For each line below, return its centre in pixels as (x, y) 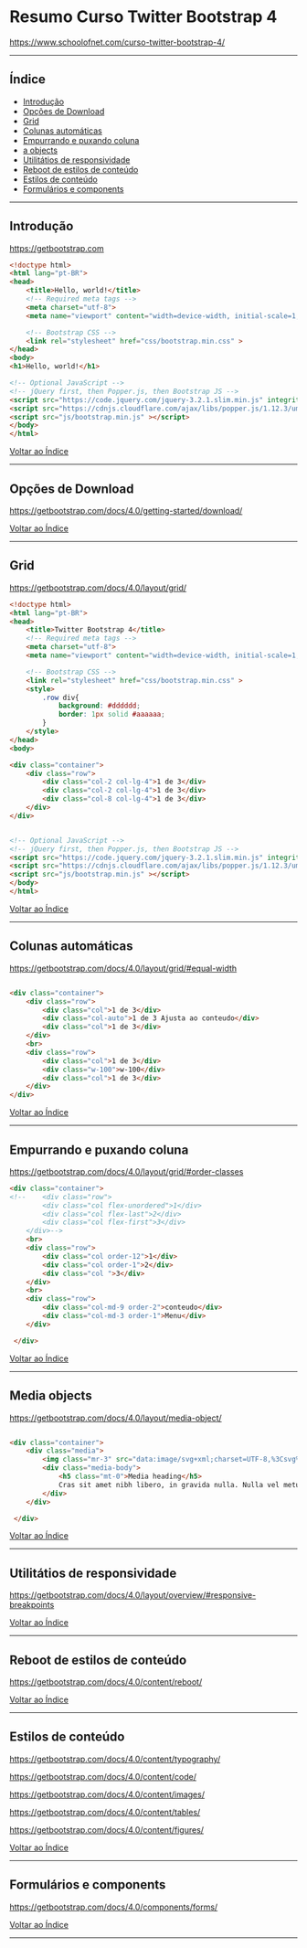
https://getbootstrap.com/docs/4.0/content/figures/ (106, 1829)
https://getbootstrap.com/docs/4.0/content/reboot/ (106, 1682)
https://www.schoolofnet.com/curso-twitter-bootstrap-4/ (117, 42)
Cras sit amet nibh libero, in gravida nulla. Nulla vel (169, 1485)
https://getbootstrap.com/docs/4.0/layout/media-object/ (116, 1418)
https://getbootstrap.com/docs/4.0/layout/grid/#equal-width (123, 968)
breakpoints (32, 1605)
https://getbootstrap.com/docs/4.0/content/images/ (107, 1794)
